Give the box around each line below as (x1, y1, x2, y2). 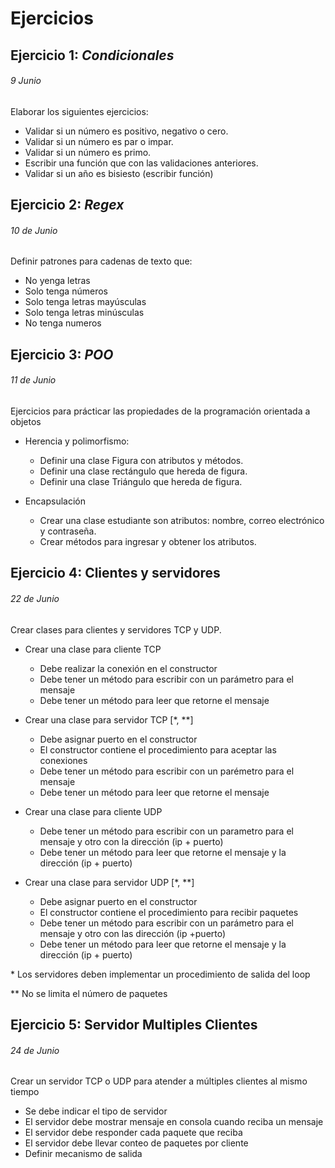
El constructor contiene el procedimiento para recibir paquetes (39, 906, 299, 918)
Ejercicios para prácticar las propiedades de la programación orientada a (10, 405, 311, 417)
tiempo (10, 1086, 40, 1098)
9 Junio (10, 75, 42, 87)
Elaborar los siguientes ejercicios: (10, 105, 149, 117)
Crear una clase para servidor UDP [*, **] (24, 876, 195, 888)
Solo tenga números (24, 285, 108, 297)
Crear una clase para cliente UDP (24, 805, 163, 817)
